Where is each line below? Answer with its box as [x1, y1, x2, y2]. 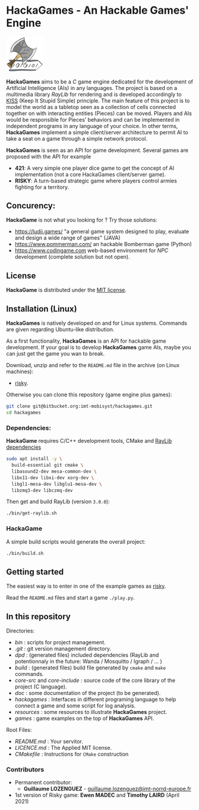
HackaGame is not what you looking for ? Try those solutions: [6, 216, 157, 224]
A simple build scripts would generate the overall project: [6, 538, 146, 545]
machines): [6, 368, 34, 375]
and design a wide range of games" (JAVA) [14, 234, 121, 241]
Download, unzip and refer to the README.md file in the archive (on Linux [6, 362, 180, 369]
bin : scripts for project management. [14, 639, 106, 646]
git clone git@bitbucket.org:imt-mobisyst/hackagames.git [6, 404, 153, 409]
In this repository [6, 612, 71, 622]
